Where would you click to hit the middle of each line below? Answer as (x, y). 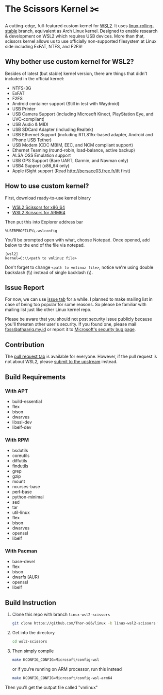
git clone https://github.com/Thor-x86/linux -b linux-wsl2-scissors (84, 623)
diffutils (20, 461)
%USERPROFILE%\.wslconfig (31, 231)
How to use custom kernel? (47, 186)
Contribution (25, 345)
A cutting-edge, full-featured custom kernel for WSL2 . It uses (66, 26)
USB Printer (24, 109)
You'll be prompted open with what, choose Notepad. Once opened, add (78, 240)
